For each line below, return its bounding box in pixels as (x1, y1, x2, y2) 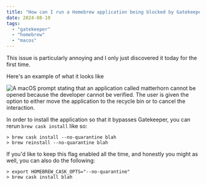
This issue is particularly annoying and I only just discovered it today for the (6, 55, 197, 61)
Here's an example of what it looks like (6, 73, 104, 80)
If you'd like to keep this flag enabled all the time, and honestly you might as (6, 151, 198, 157)
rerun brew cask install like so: (6, 123, 88, 129)
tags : (6, 20, 20, 26)
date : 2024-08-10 (6, 15, 51, 21)
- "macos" (12, 37, 37, 43)
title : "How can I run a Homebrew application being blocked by (6, 9, 174, 15)
